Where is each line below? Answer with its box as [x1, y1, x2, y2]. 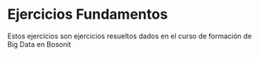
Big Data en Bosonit [7, 39, 71, 48]
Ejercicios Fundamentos [7, 5, 168, 23]
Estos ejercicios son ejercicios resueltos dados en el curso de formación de [7, 31, 252, 41]
